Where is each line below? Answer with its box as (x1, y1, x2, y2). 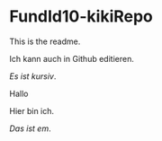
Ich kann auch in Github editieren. (9, 53, 135, 64)
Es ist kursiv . (9, 70, 57, 82)
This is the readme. (9, 36, 81, 47)
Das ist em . (9, 123, 51, 134)
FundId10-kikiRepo (9, 6, 153, 27)
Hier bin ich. (9, 105, 55, 116)
